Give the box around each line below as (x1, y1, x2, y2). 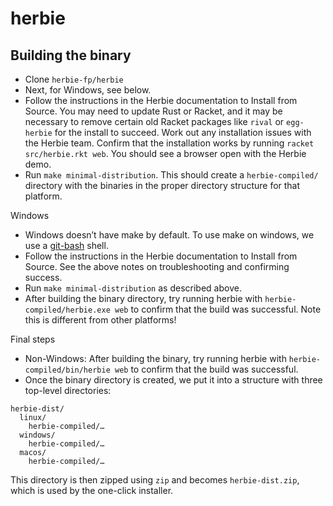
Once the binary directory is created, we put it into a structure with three (24, 374, 323, 386)
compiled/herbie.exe (24, 305, 111, 315)
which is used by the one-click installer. (10, 485, 174, 496)
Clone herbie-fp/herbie (24, 73, 124, 85)
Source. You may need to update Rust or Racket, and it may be (24, 105, 283, 117)
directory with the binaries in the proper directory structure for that (24, 180, 301, 191)
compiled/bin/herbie (24, 365, 111, 375)
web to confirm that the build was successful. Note (114, 303, 322, 315)
